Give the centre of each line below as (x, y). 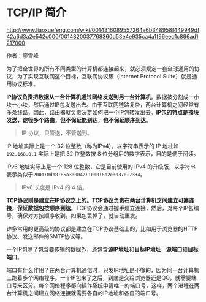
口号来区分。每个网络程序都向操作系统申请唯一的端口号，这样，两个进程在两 (103, 285)
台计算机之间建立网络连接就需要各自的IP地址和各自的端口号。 (84, 293)
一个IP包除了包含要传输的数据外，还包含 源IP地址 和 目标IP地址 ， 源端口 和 (97, 249)
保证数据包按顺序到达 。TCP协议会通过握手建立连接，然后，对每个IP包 (105, 208)
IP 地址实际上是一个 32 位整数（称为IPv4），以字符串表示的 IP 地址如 (93, 146)
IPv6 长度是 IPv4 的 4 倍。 (54, 187)
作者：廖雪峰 (22, 55)
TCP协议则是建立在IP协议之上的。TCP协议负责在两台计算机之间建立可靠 (97, 200)
